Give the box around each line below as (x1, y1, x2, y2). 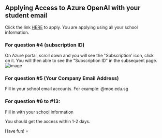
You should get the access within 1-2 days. (5, 118, 90, 124)
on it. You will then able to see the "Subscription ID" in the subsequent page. (5, 58, 158, 63)
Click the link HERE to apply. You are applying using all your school (5, 24, 138, 30)
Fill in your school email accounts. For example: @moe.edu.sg (5, 86, 129, 92)
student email (5, 12, 47, 20)
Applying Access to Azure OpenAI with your (5, 4, 141, 12)
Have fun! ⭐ (5, 128, 29, 134)
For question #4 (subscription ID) (5, 41, 85, 48)
